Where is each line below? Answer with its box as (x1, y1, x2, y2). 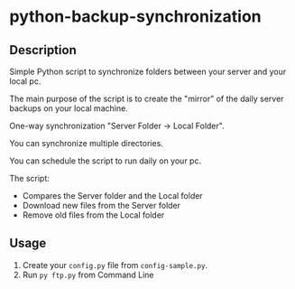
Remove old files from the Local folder (22, 210, 165, 220)
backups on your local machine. (9, 103, 128, 114)
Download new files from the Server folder (22, 200, 181, 210)
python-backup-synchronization (9, 6, 262, 27)
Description (9, 42, 77, 58)
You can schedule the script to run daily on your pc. (9, 155, 201, 166)
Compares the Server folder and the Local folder (22, 191, 203, 200)
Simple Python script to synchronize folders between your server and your (9, 66, 287, 77)
